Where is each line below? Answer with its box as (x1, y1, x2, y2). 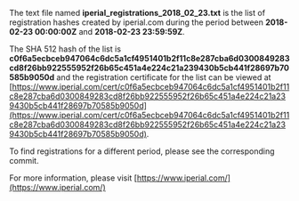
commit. (9, 156, 39, 165)
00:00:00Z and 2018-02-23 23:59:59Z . (34, 27, 185, 36)
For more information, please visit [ (9, 173, 138, 183)
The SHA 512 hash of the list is (9, 44, 122, 54)
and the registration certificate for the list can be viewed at (56, 72, 271, 83)
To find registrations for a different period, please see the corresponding (9, 146, 275, 157)
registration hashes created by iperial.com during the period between (9, 17, 264, 28)
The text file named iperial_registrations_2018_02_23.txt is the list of (9, 8, 265, 18)
